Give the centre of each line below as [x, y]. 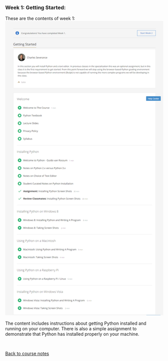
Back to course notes [27, 353]
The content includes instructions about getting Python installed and [76, 323]
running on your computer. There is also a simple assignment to [71, 329]
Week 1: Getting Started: [36, 8]
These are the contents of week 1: [40, 19]
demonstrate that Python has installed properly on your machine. [72, 334]
